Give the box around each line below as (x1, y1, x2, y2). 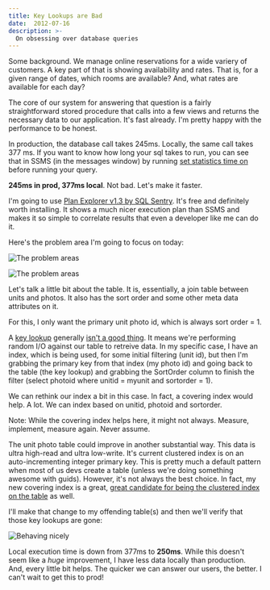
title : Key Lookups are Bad (8, 11, 103, 20)
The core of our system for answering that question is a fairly (8, 98, 212, 107)
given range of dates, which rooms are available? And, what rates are (8, 73, 239, 83)
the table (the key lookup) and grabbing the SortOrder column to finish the (8, 367, 255, 377)
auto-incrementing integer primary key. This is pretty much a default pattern (8, 457, 262, 467)
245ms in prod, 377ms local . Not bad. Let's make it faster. (8, 181, 203, 190)
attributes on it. (8, 302, 59, 312)
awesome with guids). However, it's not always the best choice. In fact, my (8, 474, 256, 484)
